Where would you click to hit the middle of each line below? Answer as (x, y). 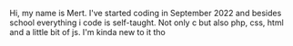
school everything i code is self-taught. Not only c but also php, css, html (146, 23)
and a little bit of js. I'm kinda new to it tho (88, 32)
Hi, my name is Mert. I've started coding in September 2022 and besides (146, 13)
